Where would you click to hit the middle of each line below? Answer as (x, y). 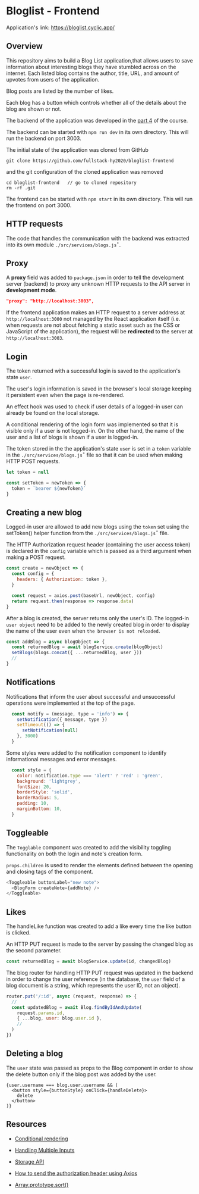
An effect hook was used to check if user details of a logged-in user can (94, 407)
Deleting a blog (35, 1054)
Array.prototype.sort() (42, 1184)
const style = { (31, 770)
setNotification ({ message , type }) (62, 719)
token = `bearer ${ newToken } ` (49, 488)
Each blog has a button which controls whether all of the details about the (97, 102)
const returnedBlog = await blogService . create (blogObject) (87, 647)
